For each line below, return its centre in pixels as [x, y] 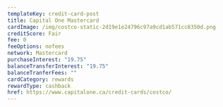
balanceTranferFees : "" [42, 73]
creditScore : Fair [34, 33]
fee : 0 [17, 40]
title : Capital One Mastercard [53, 20]
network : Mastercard [38, 53]
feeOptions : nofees [36, 46]
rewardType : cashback [39, 86]
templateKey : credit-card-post [53, 14]
